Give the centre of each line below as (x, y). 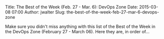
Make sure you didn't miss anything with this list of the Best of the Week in (80, 26)
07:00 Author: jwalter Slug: (38, 12)
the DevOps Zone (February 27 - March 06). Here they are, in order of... (77, 32)
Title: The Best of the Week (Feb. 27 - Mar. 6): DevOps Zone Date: (72, 7)
